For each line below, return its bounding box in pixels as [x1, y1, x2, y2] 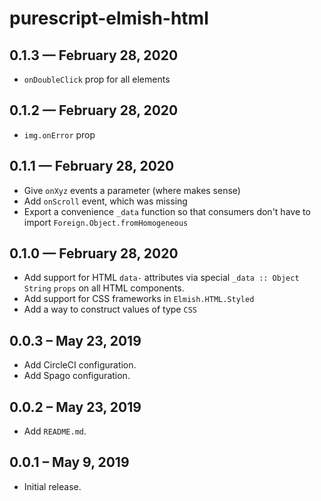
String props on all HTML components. [23, 282, 185, 294]
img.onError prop [23, 128, 96, 141]
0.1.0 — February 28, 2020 [9, 245, 179, 262]
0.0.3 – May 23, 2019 [9, 332, 142, 349]
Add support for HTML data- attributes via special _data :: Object [23, 272, 300, 284]
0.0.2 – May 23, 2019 [9, 398, 142, 416]
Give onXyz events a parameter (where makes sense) [23, 184, 241, 196]
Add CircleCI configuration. [23, 359, 137, 371]
